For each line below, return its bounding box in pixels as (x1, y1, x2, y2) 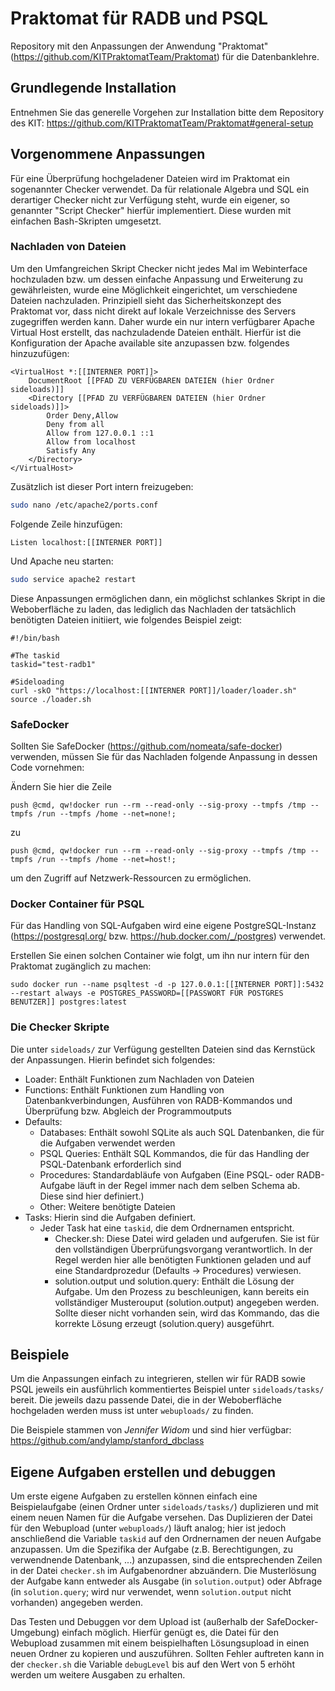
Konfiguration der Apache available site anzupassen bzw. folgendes (10, 337, 290, 349)
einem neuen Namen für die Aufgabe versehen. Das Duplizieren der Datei (10, 1512, 313, 1524)
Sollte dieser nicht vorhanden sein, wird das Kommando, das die (54, 1307, 320, 1319)
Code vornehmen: (10, 761, 85, 773)
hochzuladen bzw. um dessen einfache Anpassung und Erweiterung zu (10, 273, 303, 285)
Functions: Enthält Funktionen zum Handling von (24, 1083, 225, 1096)
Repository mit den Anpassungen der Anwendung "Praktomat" (10, 40, 269, 52)
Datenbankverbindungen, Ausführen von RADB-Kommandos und (24, 1094, 293, 1106)
